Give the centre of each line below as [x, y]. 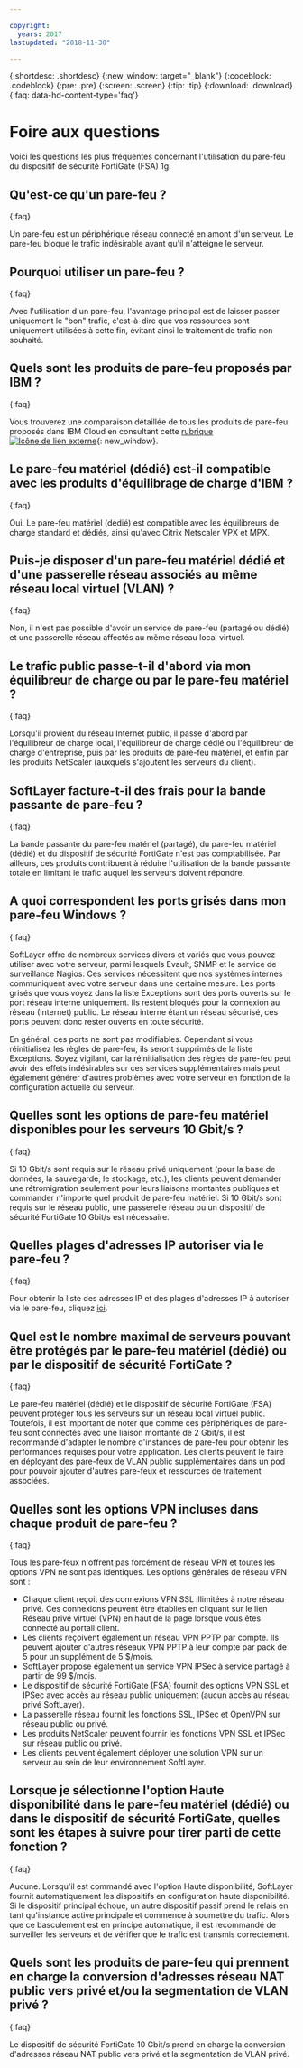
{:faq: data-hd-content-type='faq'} [74, 95]
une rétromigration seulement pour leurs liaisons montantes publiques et [144, 1188]
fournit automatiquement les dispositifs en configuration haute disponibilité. [150, 1896]
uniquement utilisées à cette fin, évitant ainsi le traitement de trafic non [141, 330]
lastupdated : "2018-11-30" [60, 42]
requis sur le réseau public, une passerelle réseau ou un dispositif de [138, 1207]
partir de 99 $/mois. [60, 1676]
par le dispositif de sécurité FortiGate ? [121, 1365]
